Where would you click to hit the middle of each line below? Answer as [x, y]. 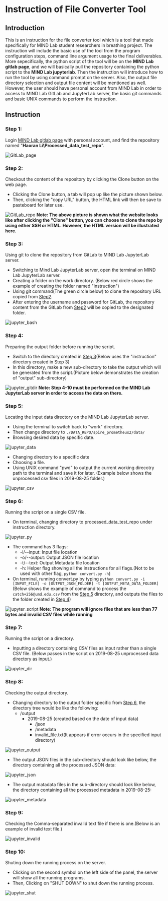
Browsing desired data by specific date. [53, 437]
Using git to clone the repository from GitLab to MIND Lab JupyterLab [77, 255]
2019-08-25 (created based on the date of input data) [83, 719]
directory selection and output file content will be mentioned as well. [76, 83]
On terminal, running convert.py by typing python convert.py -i [79, 579]
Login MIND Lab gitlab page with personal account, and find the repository [82, 140]
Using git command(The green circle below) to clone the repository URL [87, 291]
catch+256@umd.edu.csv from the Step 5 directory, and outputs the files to [88, 594]
